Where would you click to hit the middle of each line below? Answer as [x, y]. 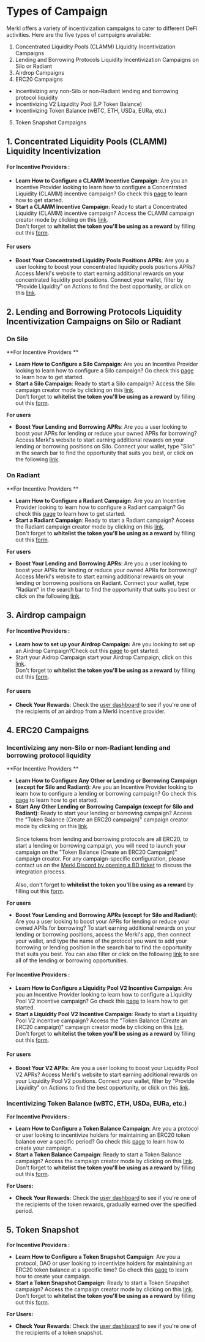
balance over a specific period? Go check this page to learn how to [100, 1141]
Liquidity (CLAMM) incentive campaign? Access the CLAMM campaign [105, 213]
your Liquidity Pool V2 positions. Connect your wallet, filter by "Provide [105, 1081]
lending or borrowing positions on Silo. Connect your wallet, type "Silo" [105, 447]
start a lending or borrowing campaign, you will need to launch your [101, 846]
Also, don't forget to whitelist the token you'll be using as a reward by [104, 885]
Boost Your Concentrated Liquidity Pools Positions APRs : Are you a [102, 260]
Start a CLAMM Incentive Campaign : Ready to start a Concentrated [101, 206]
